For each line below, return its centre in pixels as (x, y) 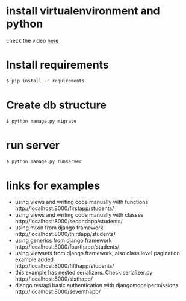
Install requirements (58, 65)
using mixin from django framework (59, 228)
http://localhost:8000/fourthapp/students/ (67, 247)
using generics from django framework (64, 240)
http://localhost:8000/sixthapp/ (54, 279)
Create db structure (57, 105)
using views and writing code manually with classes (79, 215)
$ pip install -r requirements (45, 81)
